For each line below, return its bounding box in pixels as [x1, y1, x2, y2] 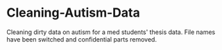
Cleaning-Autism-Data [6, 5, 140, 21]
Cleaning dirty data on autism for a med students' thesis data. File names [6, 28, 216, 36]
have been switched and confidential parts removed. [6, 35, 157, 43]
